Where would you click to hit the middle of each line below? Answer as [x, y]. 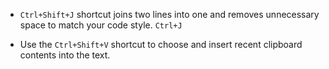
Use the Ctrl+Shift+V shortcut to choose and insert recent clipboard [161, 44]
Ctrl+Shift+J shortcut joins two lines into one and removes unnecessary [169, 14]
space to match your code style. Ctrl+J [101, 25]
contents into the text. [65, 55]
